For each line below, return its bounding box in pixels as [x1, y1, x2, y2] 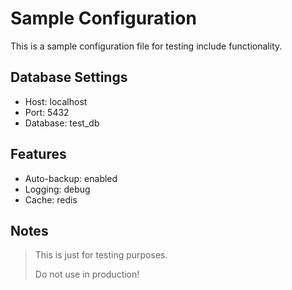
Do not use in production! [34, 268, 140, 281]
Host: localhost [24, 95, 88, 107]
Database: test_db [24, 117, 100, 129]
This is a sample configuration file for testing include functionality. [10, 40, 283, 52]
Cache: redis [24, 193, 78, 206]
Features [10, 146, 67, 163]
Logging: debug [24, 183, 91, 195]
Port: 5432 [24, 106, 70, 118]
